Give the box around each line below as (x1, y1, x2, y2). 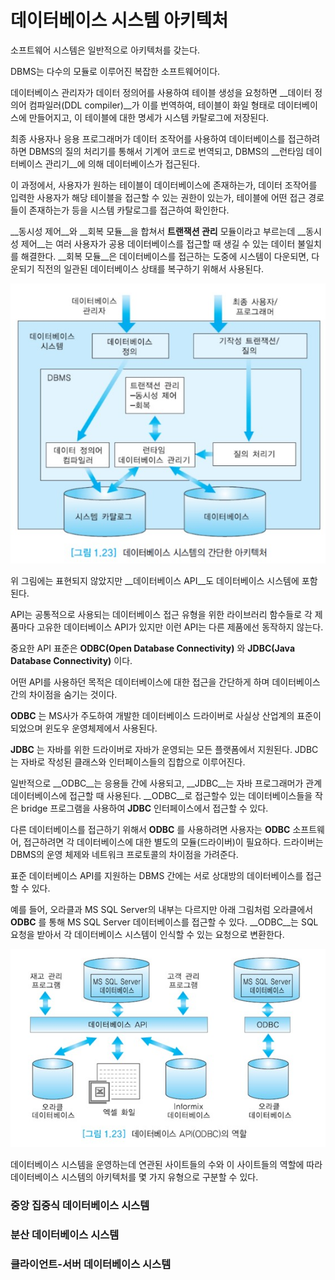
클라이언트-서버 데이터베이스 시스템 (10, 1257, 172, 1271)
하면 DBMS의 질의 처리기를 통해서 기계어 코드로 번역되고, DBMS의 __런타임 (10, 145, 304, 157)
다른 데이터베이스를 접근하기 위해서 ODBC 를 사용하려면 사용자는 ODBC (10, 824, 291, 836)
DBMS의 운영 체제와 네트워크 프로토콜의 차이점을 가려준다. (10, 849, 239, 861)
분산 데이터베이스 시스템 (10, 1227, 120, 1241)
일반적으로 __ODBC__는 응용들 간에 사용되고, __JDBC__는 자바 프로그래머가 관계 (10, 777, 323, 790)
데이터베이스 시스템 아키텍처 (10, 9, 229, 32)
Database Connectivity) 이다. (10, 655, 133, 667)
